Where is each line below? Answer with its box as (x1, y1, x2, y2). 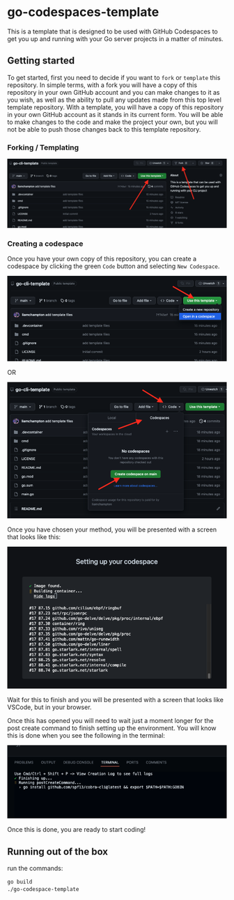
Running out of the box (7, 846, 109, 858)
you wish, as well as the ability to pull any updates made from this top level (7, 95, 221, 104)
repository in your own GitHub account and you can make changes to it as (7, 88, 220, 96)
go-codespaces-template (7, 4, 159, 20)
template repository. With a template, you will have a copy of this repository (7, 102, 224, 111)
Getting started (7, 55, 75, 67)
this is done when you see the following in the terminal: (7, 731, 166, 740)
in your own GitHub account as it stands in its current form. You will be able (7, 110, 224, 118)
